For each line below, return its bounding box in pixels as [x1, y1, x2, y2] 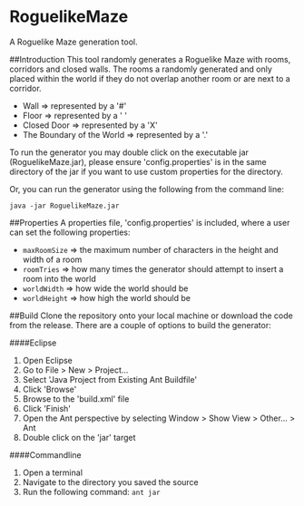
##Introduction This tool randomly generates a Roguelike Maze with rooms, [9, 54, 291, 64]
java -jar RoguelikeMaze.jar [9, 201, 120, 210]
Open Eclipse [22, 355, 73, 365]
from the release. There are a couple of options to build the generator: [9, 319, 271, 330]
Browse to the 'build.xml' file [22, 393, 130, 404]
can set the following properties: [9, 227, 131, 238]
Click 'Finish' [22, 403, 71, 414]
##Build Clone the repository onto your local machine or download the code [9, 310, 293, 321]
